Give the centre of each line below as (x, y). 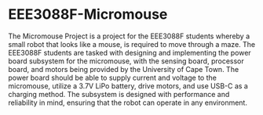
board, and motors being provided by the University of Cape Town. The (124, 69)
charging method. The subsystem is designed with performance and (119, 94)
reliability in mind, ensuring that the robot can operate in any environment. (128, 102)
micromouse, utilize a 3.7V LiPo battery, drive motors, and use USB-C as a (128, 86)
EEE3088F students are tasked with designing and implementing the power (130, 52)
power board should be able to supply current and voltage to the (113, 77)
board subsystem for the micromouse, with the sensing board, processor (126, 61)
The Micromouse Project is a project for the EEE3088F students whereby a (129, 36)
